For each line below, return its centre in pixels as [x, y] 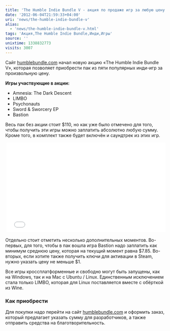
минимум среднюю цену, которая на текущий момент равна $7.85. [78, 251]
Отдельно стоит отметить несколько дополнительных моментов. [76, 240]
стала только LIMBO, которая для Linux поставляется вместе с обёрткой [84, 282]
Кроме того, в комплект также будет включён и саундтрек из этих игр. [83, 135]
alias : [12, 24]
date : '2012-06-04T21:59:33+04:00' [43, 15]
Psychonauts [26, 104]
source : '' [17, 39]
